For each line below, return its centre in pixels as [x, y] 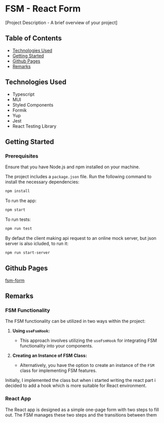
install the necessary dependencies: [42, 182]
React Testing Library [34, 126]
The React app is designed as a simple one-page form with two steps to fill [82, 409]
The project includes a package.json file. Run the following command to [79, 177]
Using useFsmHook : [31, 331]
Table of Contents [34, 38]
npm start [15, 210]
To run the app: [21, 201]
